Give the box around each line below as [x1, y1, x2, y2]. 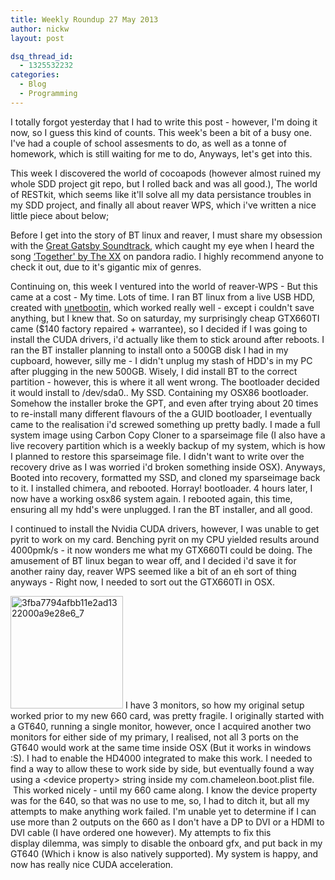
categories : [10, 70, 60, 80]
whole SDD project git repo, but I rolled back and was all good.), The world [10, 177, 318, 190]
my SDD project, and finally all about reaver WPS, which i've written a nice [10, 199, 317, 211]
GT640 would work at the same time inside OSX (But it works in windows [10, 741, 312, 753]
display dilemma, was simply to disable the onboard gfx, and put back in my [10, 837, 323, 849]
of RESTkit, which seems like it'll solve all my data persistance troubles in [10, 188, 312, 200]
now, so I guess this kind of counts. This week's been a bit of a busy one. [10, 126, 313, 138]
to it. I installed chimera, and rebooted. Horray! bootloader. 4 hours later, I [10, 482, 313, 494]
